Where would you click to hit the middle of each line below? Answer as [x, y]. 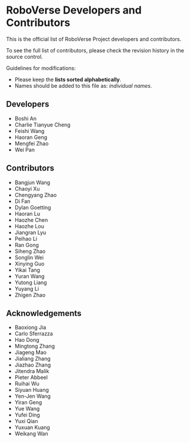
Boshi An [26, 118]
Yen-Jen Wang [33, 396]
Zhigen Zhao [30, 295]
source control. [24, 56]
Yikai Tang [27, 270]
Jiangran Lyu [30, 232]
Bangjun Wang [32, 182]
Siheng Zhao [30, 251]
